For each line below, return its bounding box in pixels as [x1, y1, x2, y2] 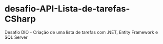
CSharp [4, 13, 36, 24]
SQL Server [4, 34, 28, 40]
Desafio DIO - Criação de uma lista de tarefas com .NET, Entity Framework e [4, 29, 158, 35]
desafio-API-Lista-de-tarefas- [4, 3, 130, 14]
